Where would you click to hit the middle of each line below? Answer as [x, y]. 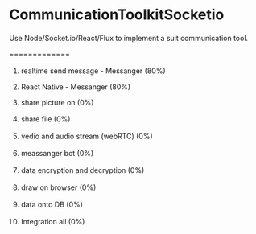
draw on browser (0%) [58, 187]
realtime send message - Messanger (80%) [93, 71]
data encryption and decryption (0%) [83, 170]
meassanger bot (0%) [57, 153]
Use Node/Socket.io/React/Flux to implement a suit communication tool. [129, 38]
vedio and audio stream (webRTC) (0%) [87, 136]
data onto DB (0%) [52, 204]
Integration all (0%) [53, 221]
